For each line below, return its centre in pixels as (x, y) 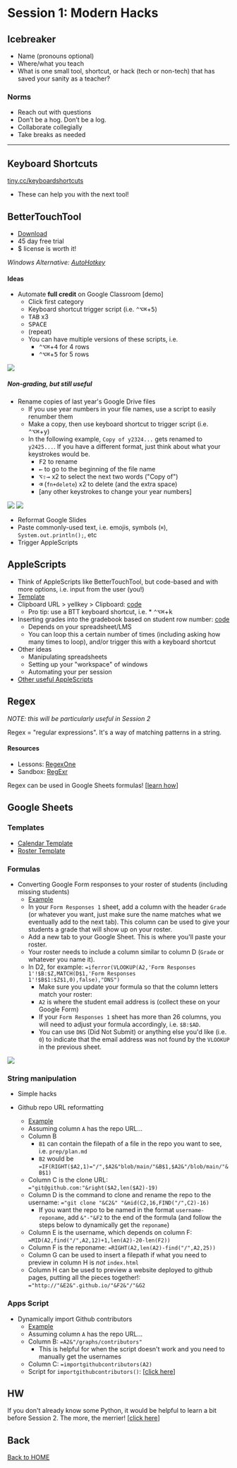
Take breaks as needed (51, 135)
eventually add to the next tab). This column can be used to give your (129, 922)
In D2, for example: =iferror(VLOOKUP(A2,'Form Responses (112, 967)
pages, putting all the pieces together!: (84, 1278)
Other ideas (35, 649)
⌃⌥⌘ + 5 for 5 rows (64, 354)
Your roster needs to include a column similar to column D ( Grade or (126, 951)
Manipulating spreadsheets (68, 657)
